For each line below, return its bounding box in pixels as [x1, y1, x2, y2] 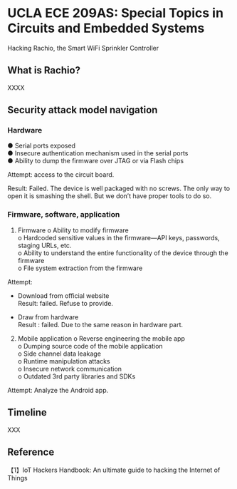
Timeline [7, 406, 48, 418]
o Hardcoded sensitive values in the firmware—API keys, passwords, [17, 233, 220, 242]
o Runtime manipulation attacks [17, 356, 110, 365]
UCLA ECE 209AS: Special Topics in [7, 5, 224, 21]
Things [7, 474, 28, 483]
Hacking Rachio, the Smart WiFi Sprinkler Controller [7, 43, 159, 52]
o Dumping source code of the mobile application [17, 341, 163, 350]
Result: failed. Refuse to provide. [17, 299, 114, 307]
